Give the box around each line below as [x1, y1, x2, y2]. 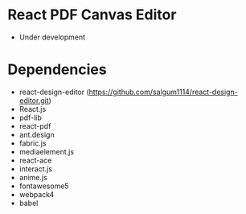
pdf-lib [18, 113, 42, 122]
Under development [18, 32, 86, 42]
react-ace [18, 155, 52, 165]
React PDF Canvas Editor [7, 6, 177, 24]
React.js [18, 104, 47, 113]
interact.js [18, 163, 53, 174]
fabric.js [18, 138, 47, 148]
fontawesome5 [18, 181, 69, 191]
